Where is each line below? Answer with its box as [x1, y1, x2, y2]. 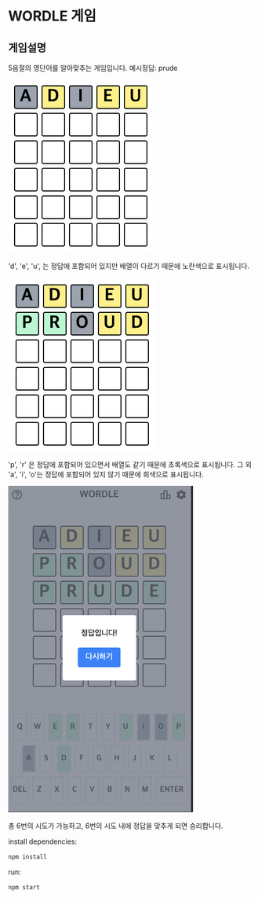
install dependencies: [8, 837, 77, 846]
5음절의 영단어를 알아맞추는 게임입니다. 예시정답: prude [8, 64, 178, 72]
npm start [8, 883, 41, 891]
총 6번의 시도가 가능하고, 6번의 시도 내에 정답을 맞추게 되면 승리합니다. [8, 821, 223, 830]
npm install [8, 853, 47, 861]
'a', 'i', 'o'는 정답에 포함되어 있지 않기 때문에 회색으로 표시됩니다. [8, 469, 204, 479]
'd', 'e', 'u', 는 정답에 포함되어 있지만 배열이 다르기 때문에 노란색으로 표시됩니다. [8, 261, 249, 271]
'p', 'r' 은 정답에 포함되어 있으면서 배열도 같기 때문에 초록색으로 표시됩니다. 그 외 [8, 460, 253, 469]
